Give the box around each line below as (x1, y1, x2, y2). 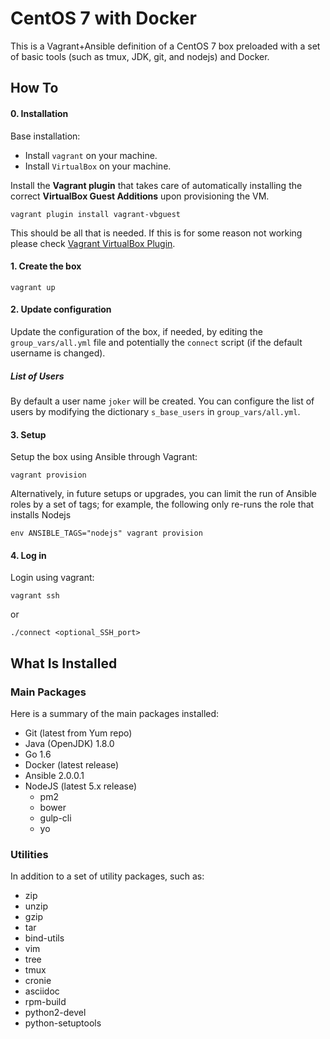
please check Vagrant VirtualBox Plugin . (10, 237, 176, 249)
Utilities (10, 847, 49, 861)
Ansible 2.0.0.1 (24, 770, 85, 781)
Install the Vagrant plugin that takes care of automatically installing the (10, 179, 303, 191)
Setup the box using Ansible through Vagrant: (10, 451, 198, 463)
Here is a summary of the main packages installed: (10, 708, 220, 719)
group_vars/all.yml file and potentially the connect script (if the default (10, 336, 303, 348)
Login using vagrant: (10, 572, 95, 584)
